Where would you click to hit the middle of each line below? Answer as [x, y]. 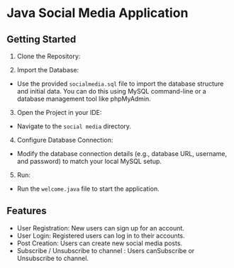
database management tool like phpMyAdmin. [84, 99]
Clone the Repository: [49, 56]
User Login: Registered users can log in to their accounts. [101, 235]
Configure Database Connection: [65, 140]
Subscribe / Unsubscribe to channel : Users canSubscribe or [106, 250]
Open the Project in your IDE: [59, 112]
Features [27, 211]
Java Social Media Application [97, 13]
